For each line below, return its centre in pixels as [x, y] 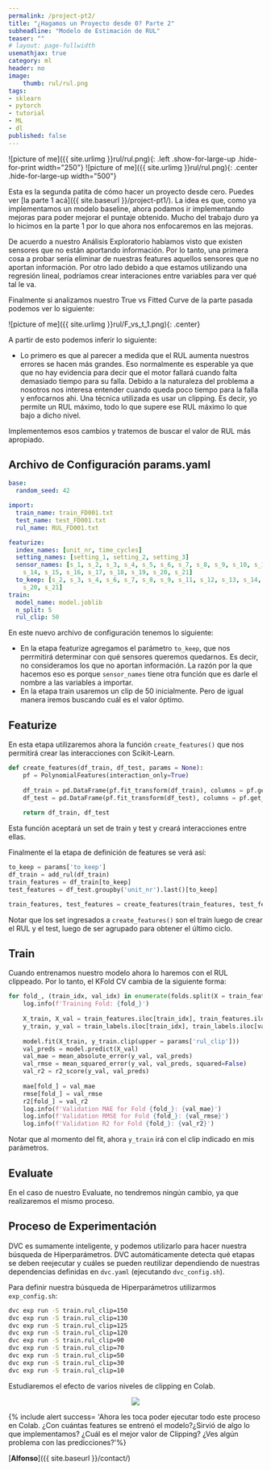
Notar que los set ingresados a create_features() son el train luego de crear [135, 919]
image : [19, 76]
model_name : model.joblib [59, 602]
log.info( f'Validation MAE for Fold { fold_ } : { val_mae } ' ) [122, 1109]
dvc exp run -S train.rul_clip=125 [68, 1326]
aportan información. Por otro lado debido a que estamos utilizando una [128, 267]
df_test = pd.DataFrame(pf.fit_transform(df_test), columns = [129, 798]
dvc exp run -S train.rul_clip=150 [68, 1310]
